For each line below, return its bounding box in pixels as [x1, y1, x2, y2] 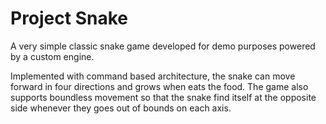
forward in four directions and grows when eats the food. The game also [10, 80, 309, 92]
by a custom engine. [10, 50, 95, 62]
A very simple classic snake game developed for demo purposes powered [10, 40, 316, 52]
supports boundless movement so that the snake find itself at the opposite [10, 91, 317, 103]
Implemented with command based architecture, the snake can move [10, 70, 296, 82]
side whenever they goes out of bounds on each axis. [10, 102, 232, 114]
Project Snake [10, 7, 128, 30]
